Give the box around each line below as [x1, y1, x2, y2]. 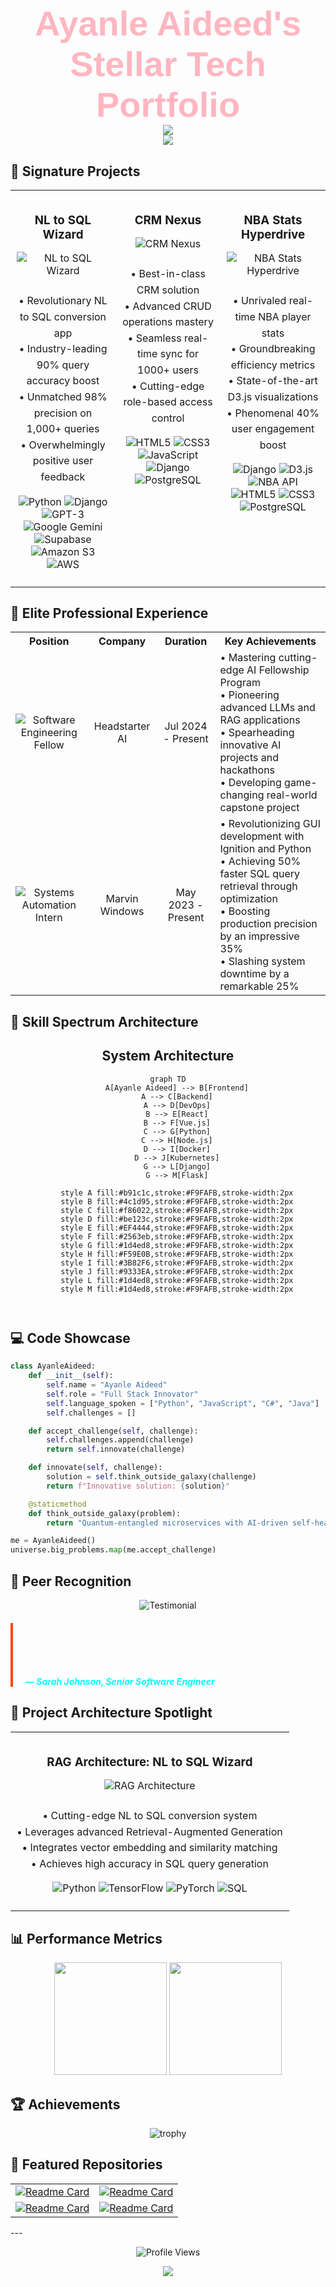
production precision [219, 917, 318, 931]
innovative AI [219, 738, 282, 752]
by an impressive [219, 929, 300, 943]
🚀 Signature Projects [10, 163, 141, 180]
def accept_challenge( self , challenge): [28, 1426, 199, 1436]
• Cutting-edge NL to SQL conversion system [42, 1809, 258, 1823]
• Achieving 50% [219, 854, 302, 868]
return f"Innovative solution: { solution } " [46, 1481, 230, 1491]
